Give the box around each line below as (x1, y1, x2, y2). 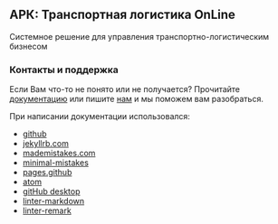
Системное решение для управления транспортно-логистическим (9, 31, 270, 42)
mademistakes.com (22, 148, 96, 159)
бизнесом (9, 41, 48, 51)
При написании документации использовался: (9, 111, 190, 122)
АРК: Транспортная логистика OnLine (9, 7, 235, 23)
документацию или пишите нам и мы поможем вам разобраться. (9, 94, 264, 105)
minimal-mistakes (22, 157, 89, 168)
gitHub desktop (22, 186, 81, 197)
